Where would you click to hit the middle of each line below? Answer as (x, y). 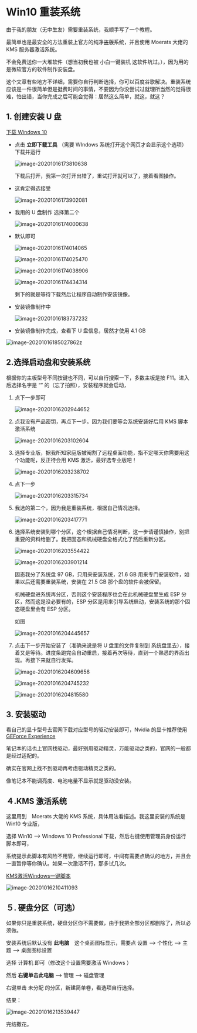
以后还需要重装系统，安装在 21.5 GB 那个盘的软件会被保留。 (92, 582)
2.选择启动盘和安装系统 (48, 362)
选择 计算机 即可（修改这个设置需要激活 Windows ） (69, 963)
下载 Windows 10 (27, 132)
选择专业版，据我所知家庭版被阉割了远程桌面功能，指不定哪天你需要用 (99, 452)
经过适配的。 (26, 756)
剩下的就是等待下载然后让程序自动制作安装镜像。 (74, 294)
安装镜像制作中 (33, 306)
